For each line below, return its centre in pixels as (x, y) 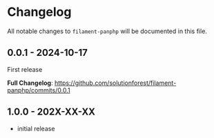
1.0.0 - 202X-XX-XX (51, 112)
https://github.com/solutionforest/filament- (115, 83)
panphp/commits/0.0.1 (39, 90)
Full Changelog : (30, 83)
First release (25, 69)
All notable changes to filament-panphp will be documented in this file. (107, 31)
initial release (36, 128)
